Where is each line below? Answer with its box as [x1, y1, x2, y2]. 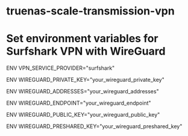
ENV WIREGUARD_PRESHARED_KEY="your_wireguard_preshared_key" [6, 123, 183, 130]
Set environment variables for [6, 32, 158, 46]
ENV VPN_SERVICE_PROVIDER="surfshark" [6, 64, 115, 72]
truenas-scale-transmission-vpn [6, 4, 175, 18]
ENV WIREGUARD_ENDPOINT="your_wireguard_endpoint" [6, 99, 152, 107]
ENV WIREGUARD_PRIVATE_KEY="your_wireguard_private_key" [6, 76, 164, 84]
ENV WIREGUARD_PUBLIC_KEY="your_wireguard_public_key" [6, 111, 160, 119]
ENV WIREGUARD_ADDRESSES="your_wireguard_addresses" [6, 88, 159, 95]
